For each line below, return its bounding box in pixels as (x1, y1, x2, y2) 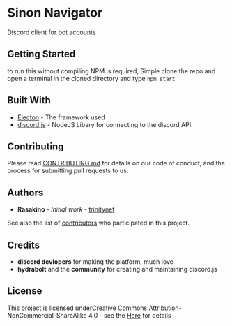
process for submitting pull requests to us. (7, 166, 129, 175)
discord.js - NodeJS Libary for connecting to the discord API (17, 120, 192, 128)
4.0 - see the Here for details (88, 311, 171, 319)
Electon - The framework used (17, 113, 106, 121)
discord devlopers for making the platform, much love (17, 258, 174, 266)
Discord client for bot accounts (7, 28, 96, 36)
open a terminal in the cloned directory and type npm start (7, 74, 176, 82)
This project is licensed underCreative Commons (7, 304, 148, 312)
